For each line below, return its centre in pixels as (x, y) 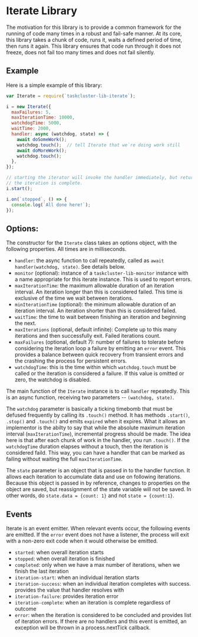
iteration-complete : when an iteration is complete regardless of (93, 602)
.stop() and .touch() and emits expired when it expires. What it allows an (96, 422)
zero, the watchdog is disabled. (53, 380)
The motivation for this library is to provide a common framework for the (94, 27)
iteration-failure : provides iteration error (67, 596)
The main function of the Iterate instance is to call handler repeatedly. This (98, 391)
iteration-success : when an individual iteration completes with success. (103, 584)
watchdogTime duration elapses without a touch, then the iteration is (87, 446)
